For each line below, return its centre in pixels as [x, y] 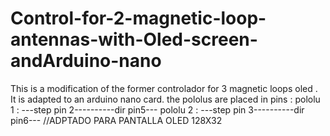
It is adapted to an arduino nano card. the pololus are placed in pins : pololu [165, 99]
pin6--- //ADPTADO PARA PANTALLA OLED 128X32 [116, 120]
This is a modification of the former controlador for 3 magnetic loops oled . [164, 88]
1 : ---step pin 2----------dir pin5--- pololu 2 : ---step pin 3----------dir [157, 109]
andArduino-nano [86, 61]
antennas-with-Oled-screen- [134, 39]
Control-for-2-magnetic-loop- [138, 18]
